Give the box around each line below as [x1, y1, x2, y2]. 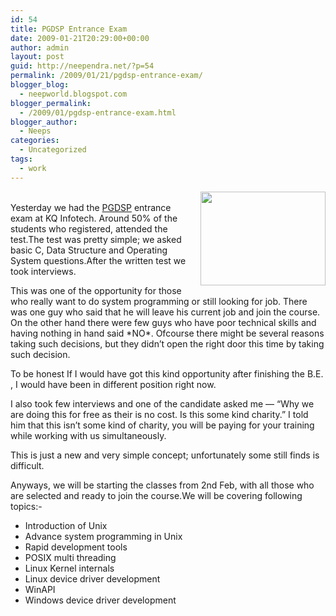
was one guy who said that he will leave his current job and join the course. [10, 306, 321, 318]
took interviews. [10, 265, 77, 277]
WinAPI [24, 583, 56, 595]
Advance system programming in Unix [24, 530, 183, 542]
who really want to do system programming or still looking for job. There [10, 295, 308, 307]
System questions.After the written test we [10, 254, 187, 266]
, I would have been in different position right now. [10, 378, 217, 390]
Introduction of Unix [24, 519, 108, 531]
